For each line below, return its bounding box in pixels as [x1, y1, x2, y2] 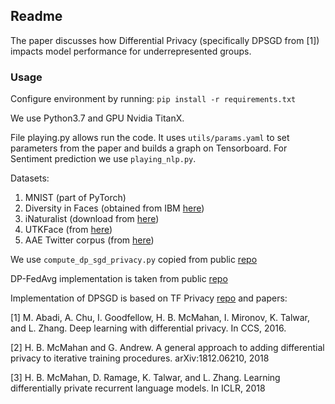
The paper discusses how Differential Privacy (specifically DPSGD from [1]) [10, 34, 320, 46]
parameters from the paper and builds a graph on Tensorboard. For [10, 142, 288, 154]
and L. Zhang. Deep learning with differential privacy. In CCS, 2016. [10, 322, 287, 334]
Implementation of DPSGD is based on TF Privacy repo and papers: [10, 292, 288, 304]
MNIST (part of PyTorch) [24, 192, 127, 204]
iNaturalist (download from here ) [24, 213, 160, 225]
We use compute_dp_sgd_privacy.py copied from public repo [10, 254, 258, 266]
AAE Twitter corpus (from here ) [24, 234, 155, 246]
